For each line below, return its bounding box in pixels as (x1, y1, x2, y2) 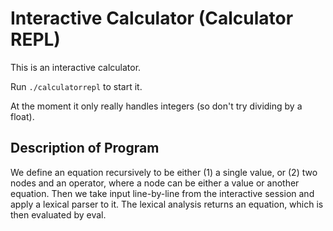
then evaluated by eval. (10, 208, 107, 221)
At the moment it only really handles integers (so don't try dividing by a (10, 100, 303, 112)
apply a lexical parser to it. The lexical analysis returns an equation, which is (10, 198, 324, 210)
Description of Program (10, 140, 160, 157)
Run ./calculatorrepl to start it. (10, 80, 143, 92)
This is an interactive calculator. (10, 61, 142, 73)
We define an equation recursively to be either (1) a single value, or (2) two (10, 166, 318, 178)
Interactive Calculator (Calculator (10, 7, 294, 30)
